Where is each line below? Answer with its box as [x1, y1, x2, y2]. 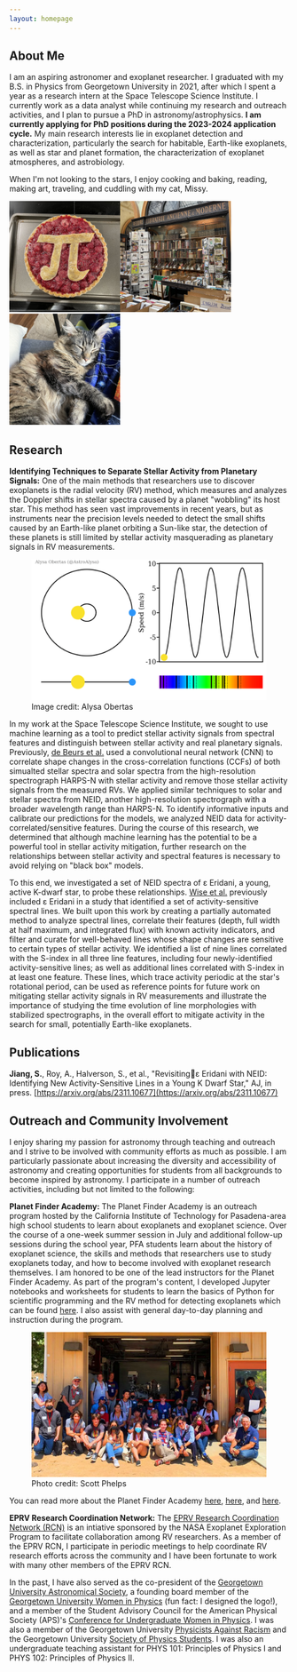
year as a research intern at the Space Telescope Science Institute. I [9, 91, 259, 101]
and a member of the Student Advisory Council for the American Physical [9, 1605, 277, 1616]
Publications [9, 1045, 81, 1060]
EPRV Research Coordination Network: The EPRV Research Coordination [9, 1513, 279, 1524]
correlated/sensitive [9, 823, 82, 833]
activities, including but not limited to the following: [9, 1184, 195, 1195]
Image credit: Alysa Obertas [31, 702, 134, 713]
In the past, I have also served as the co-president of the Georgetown [9, 1577, 263, 1588]
